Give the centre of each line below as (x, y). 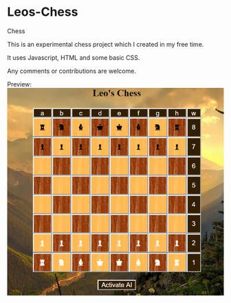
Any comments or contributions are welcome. (71, 71)
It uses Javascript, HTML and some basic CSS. (74, 57)
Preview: (20, 84)
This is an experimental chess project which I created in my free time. (106, 44)
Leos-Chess (43, 12)
